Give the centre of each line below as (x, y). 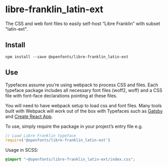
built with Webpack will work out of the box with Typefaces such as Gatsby (84, 111)
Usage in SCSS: (22, 150)
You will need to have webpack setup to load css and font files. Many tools (83, 105)
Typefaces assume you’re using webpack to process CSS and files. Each (82, 85)
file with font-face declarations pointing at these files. (61, 96)
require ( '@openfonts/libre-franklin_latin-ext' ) (58, 140)
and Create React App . (29, 116)
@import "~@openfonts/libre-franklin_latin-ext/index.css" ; (71, 159)
